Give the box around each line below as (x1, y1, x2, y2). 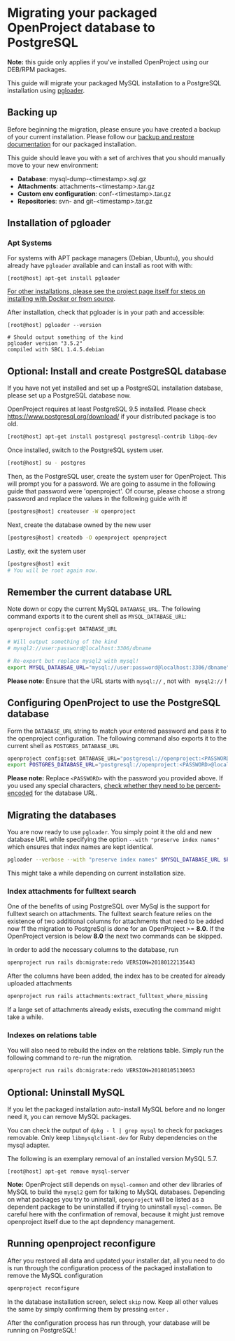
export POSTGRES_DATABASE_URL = (7, 761, 99, 768)
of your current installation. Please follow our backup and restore (7, 132, 194, 141)
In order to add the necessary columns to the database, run (7, 946, 179, 954)
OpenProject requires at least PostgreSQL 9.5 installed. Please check (7, 405, 206, 414)
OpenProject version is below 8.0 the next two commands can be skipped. (7, 932, 222, 941)
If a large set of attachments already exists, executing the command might (7, 1005, 221, 1013)
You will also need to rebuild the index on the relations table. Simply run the (7, 1046, 225, 1055)
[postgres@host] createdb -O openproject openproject (7, 534, 168, 541)
